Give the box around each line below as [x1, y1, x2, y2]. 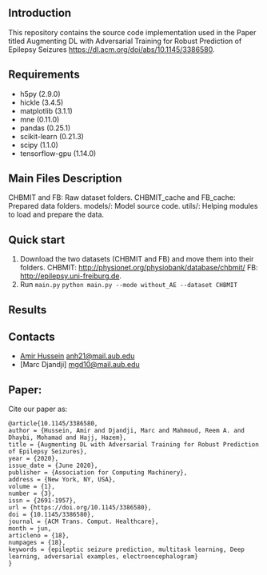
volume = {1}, [8, 483, 56, 491]
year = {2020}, [8, 455, 59, 463]
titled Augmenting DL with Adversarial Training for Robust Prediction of [8, 36, 242, 46]
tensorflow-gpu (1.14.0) [19, 148, 97, 158]
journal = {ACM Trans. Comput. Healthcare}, [8, 517, 159, 526]
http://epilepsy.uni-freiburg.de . [19, 271, 122, 281]
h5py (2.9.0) [19, 89, 62, 98]
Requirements [8, 68, 80, 82]
